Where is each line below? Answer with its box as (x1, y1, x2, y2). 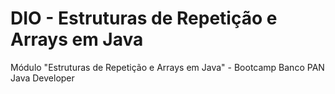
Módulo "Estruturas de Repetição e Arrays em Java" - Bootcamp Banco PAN (10, 61, 325, 73)
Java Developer (10, 72, 75, 84)
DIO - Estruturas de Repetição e (10, 7, 278, 30)
